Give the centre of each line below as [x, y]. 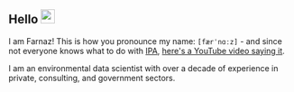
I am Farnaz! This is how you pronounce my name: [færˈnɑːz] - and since [146, 41]
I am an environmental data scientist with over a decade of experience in [143, 68]
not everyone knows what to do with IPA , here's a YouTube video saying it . [147, 51]
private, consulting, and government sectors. [92, 78]
